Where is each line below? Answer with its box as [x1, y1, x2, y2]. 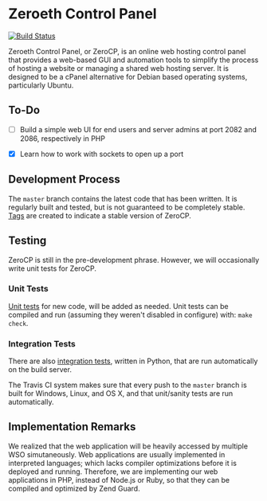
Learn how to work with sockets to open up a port [19, 149, 184, 159]
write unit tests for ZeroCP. [8, 264, 97, 273]
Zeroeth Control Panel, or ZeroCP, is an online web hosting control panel [8, 46, 246, 56]
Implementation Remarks [8, 420, 136, 434]
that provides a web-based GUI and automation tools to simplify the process [8, 55, 259, 65]
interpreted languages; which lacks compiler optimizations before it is [8, 458, 238, 468]
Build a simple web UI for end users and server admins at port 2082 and [19, 124, 257, 134]
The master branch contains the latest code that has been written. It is [8, 194, 238, 203]
